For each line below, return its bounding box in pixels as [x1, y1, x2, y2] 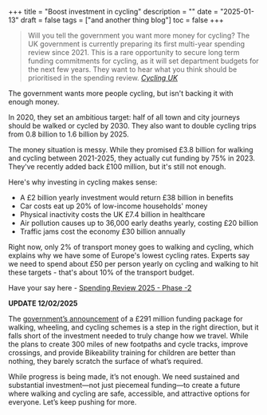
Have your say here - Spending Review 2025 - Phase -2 [8, 283, 192, 292]
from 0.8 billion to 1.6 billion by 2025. [8, 129, 129, 139]
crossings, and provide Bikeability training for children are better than [8, 348, 236, 358]
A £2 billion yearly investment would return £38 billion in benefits [19, 193, 234, 202]
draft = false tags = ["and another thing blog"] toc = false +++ [20, 15, 225, 25]
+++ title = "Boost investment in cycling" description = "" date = [8, 7, 219, 16]
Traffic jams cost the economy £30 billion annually [19, 227, 186, 236]
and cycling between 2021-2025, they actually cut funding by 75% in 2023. [8, 153, 255, 163]
